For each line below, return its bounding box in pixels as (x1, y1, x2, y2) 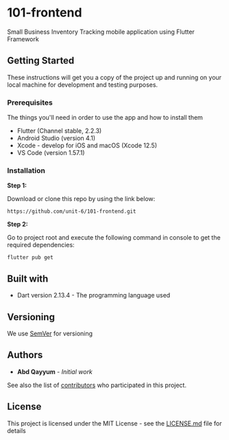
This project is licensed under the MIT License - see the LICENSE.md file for (7, 419, 222, 428)
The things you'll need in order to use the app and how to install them (7, 114, 204, 122)
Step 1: (7, 181, 27, 190)
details (7, 426, 26, 434)
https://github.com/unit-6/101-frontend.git (7, 208, 136, 215)
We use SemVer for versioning (7, 329, 93, 337)
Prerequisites (7, 98, 53, 107)
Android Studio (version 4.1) (16, 134, 96, 143)
